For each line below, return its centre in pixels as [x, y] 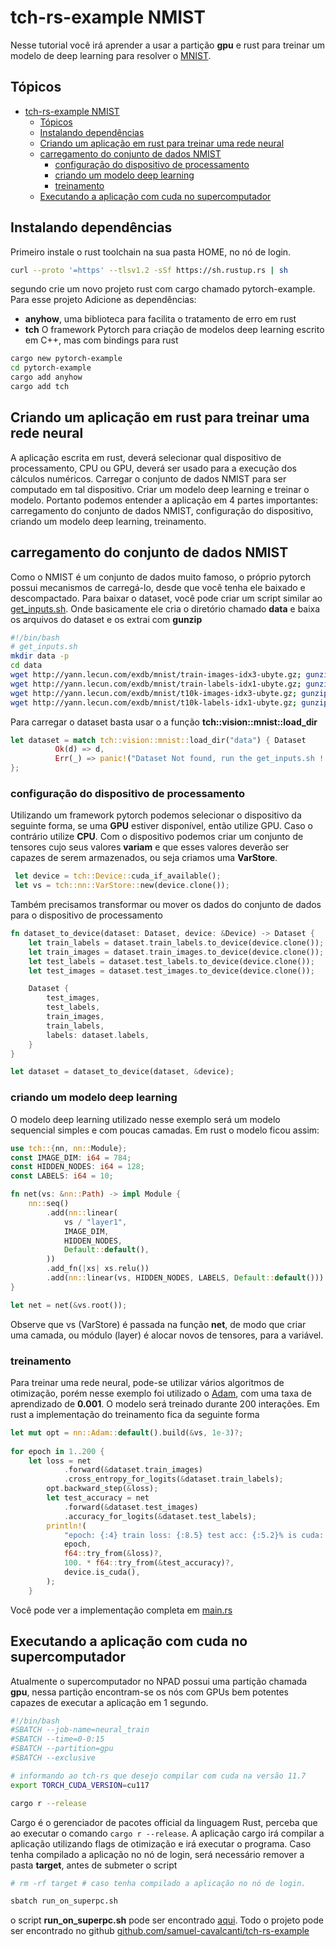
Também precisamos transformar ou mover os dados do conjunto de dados [166, 905]
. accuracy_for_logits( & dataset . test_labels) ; [160, 1516]
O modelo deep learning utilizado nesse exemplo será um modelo [145, 1119]
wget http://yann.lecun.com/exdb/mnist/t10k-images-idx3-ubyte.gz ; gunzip [169, 693]
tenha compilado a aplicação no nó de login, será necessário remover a [157, 1854]
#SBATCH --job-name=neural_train [80, 1730]
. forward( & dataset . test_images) [131, 1507]
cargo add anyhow [46, 377]
